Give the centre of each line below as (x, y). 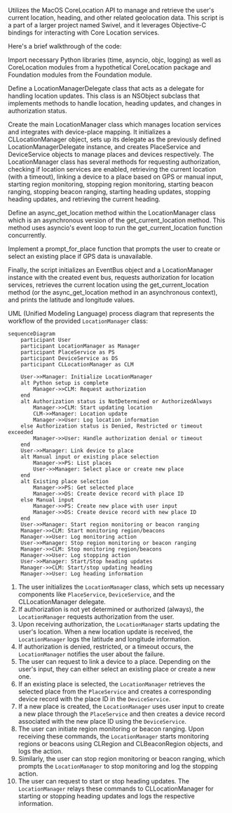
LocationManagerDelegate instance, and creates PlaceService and (104, 147)
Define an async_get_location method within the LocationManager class (112, 213)
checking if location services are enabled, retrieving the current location (112, 169)
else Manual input (47, 500)
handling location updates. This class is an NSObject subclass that (104, 96)
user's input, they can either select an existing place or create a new (117, 669)
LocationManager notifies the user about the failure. (91, 654)
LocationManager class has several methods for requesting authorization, (115, 162)
